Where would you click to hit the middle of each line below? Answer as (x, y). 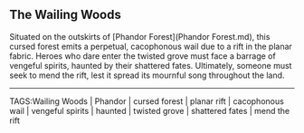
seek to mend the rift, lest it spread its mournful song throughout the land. (147, 75)
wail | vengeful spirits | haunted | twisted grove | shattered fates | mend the (150, 110)
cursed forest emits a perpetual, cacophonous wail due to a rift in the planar (151, 46)
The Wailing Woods (66, 15)
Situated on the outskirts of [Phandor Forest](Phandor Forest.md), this (140, 36)
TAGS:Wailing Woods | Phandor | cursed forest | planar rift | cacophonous (147, 101)
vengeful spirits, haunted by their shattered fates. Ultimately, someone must (151, 65)
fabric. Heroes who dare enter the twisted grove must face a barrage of (142, 56)
